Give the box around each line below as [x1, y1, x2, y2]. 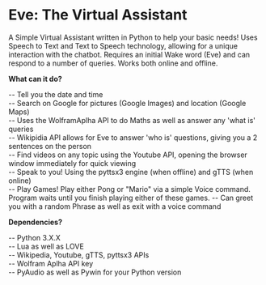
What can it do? [8, 74, 62, 83]
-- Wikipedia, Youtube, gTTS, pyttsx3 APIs [8, 249, 150, 260]
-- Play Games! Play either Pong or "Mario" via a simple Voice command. [8, 184, 251, 194]
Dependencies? [8, 217, 63, 227]
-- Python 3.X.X [8, 232, 61, 242]
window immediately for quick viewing [8, 158, 137, 168]
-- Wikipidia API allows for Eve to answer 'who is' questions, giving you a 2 [8, 132, 258, 142]
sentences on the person [8, 141, 91, 151]
